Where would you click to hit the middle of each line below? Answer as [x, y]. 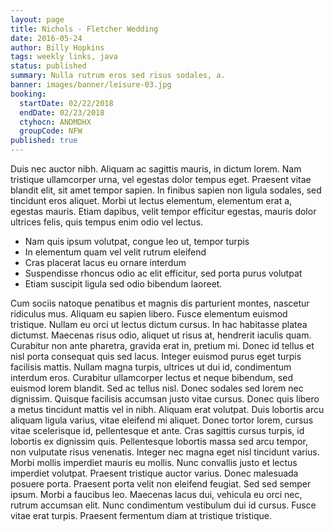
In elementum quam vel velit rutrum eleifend [115, 252]
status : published [48, 66]
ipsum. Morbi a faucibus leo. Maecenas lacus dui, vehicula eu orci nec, [156, 494]
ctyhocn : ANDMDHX [55, 122]
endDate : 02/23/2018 [62, 112]
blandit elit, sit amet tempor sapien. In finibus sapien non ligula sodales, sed [166, 190]
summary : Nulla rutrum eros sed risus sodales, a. [118, 76]
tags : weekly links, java [64, 57]
